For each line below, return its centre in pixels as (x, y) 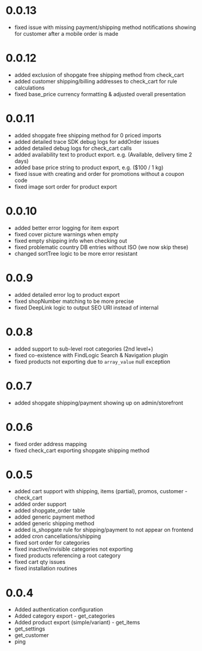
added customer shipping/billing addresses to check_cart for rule (96, 81)
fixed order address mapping (50, 444)
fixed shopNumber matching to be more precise (74, 301)
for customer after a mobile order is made (66, 33)
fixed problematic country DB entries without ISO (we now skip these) (101, 247)
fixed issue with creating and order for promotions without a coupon (99, 173)
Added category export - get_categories (65, 616)
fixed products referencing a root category (67, 555)
